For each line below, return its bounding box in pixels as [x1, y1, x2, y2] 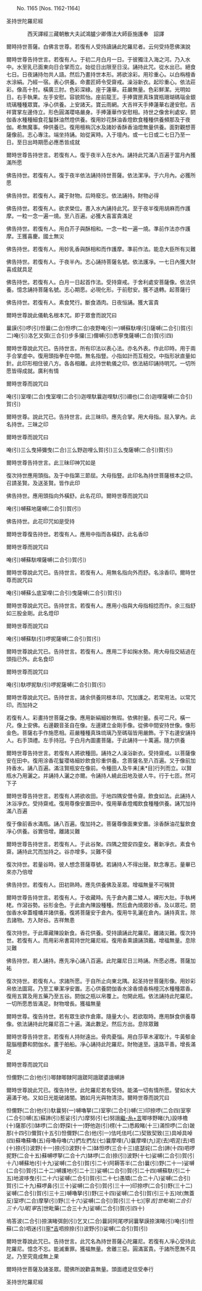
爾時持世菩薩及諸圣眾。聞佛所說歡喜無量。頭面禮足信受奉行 [6, 1266, 154, 1272]
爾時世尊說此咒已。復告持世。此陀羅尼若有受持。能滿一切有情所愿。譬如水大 [6, 1086, 196, 1094]
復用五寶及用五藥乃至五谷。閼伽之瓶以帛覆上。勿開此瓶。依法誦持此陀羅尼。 [6, 992, 196, 1000]
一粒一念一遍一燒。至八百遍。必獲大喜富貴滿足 [16, 212, 133, 219]
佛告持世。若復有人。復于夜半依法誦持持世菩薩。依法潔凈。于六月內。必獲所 [6, 172, 196, 179]
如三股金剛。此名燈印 [6, 610, 59, 616]
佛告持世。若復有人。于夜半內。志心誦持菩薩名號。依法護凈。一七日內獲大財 [6, 258, 196, 265]
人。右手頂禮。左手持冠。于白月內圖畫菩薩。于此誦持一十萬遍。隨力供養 [6, 737, 185, 744]
